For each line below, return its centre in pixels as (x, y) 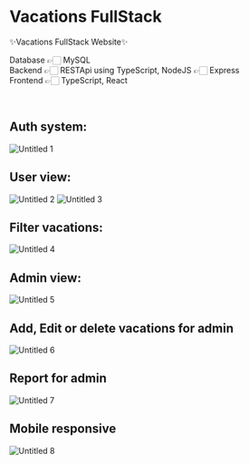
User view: (40, 177)
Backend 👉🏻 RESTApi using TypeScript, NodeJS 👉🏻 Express (124, 70)
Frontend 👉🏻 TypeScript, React (69, 80)
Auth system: (48, 127)
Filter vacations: (56, 227)
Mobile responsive (63, 429)
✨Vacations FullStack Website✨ (69, 42)
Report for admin (58, 378)
